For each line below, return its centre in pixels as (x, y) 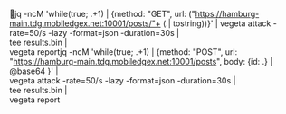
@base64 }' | (34, 71)
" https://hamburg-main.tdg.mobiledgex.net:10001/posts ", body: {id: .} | (141, 61)
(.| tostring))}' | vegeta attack (217, 23)
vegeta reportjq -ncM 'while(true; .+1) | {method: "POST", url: (124, 52)
